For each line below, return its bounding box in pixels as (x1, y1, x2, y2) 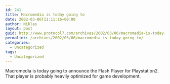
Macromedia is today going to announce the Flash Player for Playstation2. (5, 68, 159, 74)
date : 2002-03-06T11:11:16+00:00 (5, 17, 76, 22)
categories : (5, 40, 30, 45)
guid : (5, 31, 17, 36)
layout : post (5, 26, 33, 31)
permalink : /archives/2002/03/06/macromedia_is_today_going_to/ (5, 36, 144, 41)
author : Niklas (5, 21, 37, 27)
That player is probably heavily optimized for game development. (5, 73, 141, 79)
